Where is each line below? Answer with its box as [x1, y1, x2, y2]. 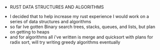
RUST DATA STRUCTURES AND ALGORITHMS [9, 4, 104, 10]
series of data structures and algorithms [9, 19, 92, 24]
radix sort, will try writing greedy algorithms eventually [9, 39, 121, 45]
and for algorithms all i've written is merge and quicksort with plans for [9, 34, 154, 40]
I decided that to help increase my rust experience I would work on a [9, 14, 149, 19]
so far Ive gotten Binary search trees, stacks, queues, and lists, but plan [9, 24, 156, 30]
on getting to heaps [9, 29, 50, 34]
